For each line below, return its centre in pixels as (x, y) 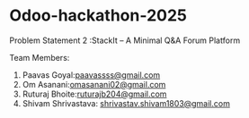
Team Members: (40, 57)
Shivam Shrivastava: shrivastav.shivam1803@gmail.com (126, 103)
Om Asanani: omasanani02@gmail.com (94, 84)
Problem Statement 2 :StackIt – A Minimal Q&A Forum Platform (125, 40)
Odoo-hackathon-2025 (98, 16)
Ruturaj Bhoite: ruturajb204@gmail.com (94, 94)
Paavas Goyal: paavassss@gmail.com (91, 75)
